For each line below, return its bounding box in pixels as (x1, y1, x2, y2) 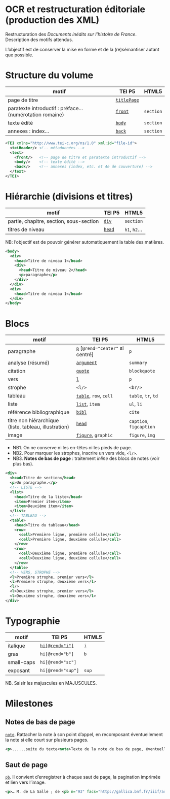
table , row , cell (76, 392, 113, 399)
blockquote (129, 368, 155, 374)
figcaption (129, 424, 155, 430)
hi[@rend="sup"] (40, 668, 79, 673)
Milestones (5, 697, 53, 709)
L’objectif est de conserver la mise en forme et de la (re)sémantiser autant (5, 46, 159, 52)
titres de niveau (8, 226, 45, 233)
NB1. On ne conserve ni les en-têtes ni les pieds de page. (12, 445, 133, 451)
